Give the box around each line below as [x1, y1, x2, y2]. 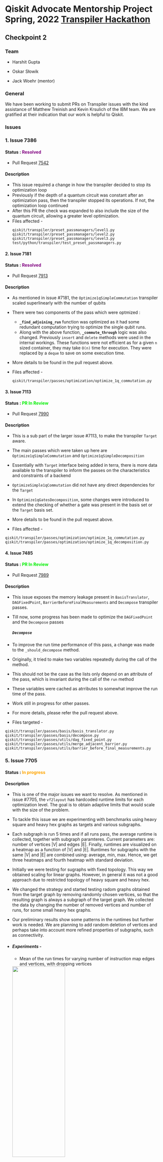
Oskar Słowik [12, 68, 39, 74]
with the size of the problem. [12, 807, 70, 813]
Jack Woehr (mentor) [12, 78, 55, 84]
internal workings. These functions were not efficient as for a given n [19, 340, 157, 345]
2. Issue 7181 [5, 251, 32, 257]
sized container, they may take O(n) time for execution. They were [19, 345, 152, 351]
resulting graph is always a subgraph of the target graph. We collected [12, 897, 154, 903]
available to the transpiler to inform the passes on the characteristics [12, 468, 150, 473]
